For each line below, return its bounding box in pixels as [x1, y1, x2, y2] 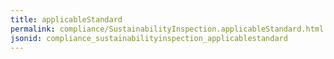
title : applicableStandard [10, 14, 123, 25]
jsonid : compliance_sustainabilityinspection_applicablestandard [10, 33, 288, 43]
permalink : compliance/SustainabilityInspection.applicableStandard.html [10, 24, 325, 34]
